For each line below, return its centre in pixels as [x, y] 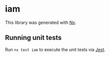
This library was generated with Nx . [41, 22]
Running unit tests [33, 38]
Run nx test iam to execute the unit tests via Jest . [55, 49]
